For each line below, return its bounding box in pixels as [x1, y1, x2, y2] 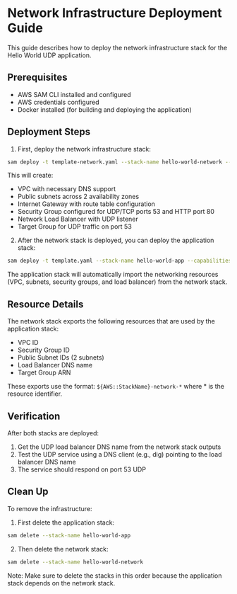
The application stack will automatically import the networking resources [7, 270, 219, 279]
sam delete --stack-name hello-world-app [7, 532, 131, 539]
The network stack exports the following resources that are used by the [7, 317, 215, 326]
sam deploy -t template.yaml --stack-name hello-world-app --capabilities [7, 257, 232, 265]
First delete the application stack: [17, 518, 115, 527]
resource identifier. [7, 389, 62, 398]
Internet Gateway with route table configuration [17, 200, 155, 208]
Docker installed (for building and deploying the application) [17, 105, 192, 114]
